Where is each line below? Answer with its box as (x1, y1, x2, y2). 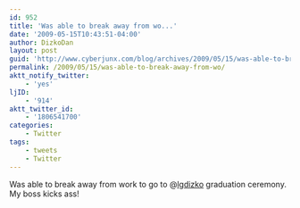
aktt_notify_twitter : (9, 71, 90, 80)
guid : (9, 54, 29, 63)
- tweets (25, 146, 58, 154)
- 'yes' (25, 79, 54, 88)
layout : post (9, 46, 58, 55)
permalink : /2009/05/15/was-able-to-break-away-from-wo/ (9, 63, 226, 72)
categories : (9, 121, 54, 130)
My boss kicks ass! (9, 188, 79, 199)
